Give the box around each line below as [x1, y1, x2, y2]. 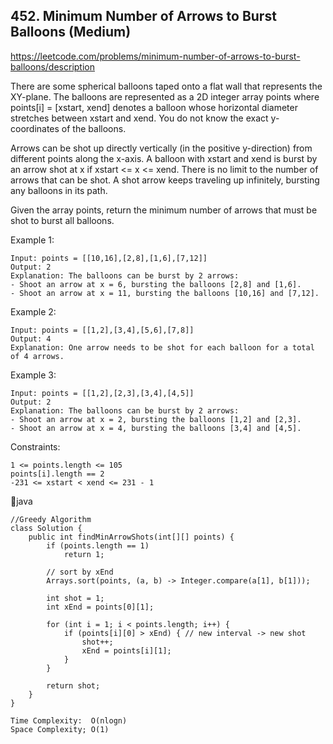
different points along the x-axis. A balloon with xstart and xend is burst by [10, 152, 318, 164]
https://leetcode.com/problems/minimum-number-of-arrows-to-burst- [10, 50, 301, 62]
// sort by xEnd [46, 567, 114, 577]
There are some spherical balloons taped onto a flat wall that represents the [10, 80, 323, 92]
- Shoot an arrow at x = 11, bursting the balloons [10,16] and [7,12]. [10, 288, 320, 298]
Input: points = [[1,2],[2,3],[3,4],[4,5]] [10, 388, 195, 398]
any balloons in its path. [10, 184, 108, 196]
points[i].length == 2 [10, 469, 105, 479]
